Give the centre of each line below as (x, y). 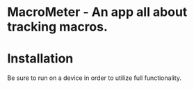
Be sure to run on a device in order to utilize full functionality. (95, 78)
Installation (40, 59)
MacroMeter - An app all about (97, 12)
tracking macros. (57, 27)
